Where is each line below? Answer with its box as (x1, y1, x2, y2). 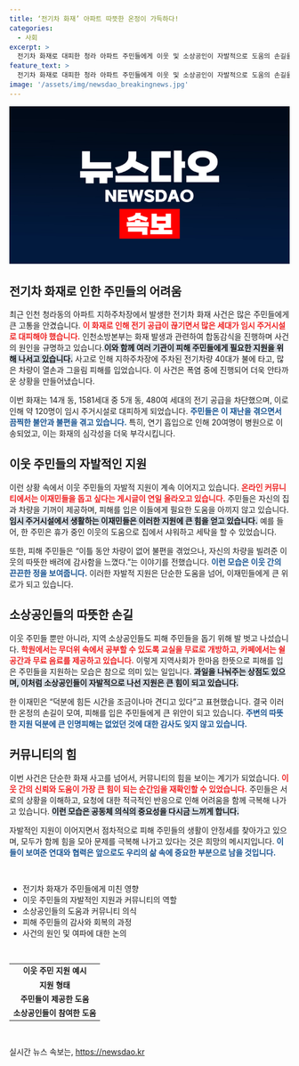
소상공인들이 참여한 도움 (12, 1007, 97, 1018)
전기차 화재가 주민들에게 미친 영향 (21, 883, 140, 894)
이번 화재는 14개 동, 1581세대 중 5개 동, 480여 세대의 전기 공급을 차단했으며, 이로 (9, 395, 289, 405)
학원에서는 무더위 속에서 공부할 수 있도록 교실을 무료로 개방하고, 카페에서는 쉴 (20, 644, 287, 655)
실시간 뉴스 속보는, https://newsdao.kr (9, 1046, 145, 1057)
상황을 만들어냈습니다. (18, 376, 95, 387)
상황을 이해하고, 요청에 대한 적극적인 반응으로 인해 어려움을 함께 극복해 (25, 794, 271, 805)
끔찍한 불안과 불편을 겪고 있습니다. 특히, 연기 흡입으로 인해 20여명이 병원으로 (9, 417, 274, 427)
